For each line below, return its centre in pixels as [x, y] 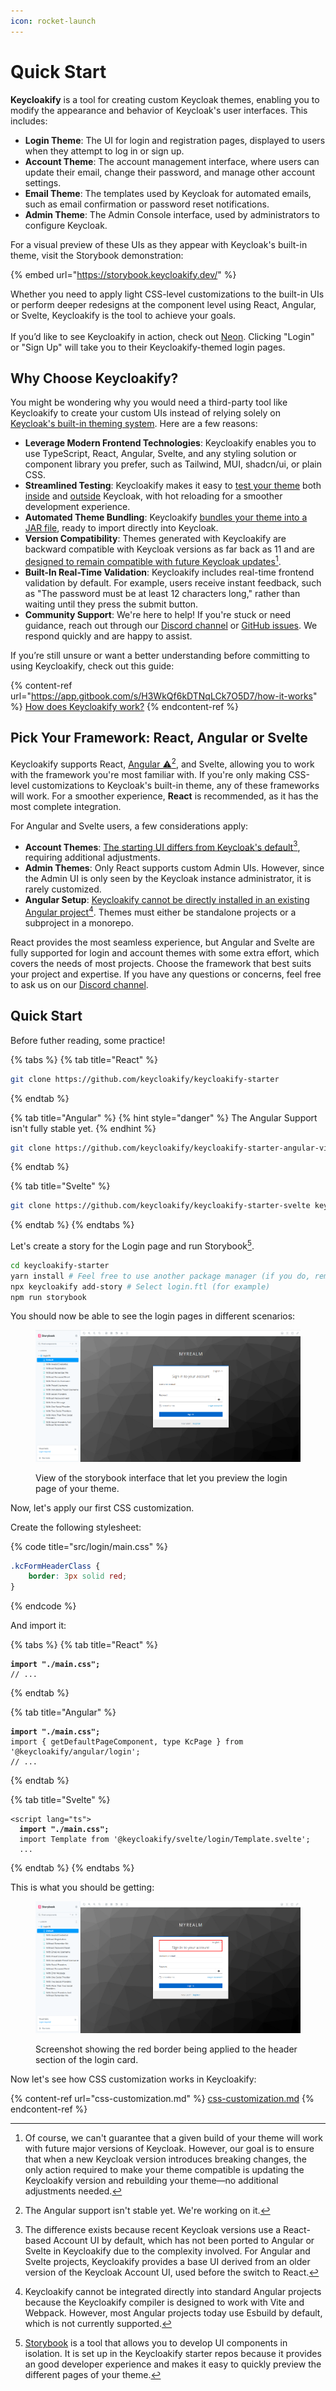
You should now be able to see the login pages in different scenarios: [153, 1316]
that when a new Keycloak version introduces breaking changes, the [165, 2159]
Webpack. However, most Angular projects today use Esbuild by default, [173, 2313]
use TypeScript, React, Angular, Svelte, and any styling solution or [160, 454]
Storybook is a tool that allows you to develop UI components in [156, 2343]
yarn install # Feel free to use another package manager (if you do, [160, 1276]
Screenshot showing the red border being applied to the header [166, 2049]
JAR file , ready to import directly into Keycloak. [121, 528]
